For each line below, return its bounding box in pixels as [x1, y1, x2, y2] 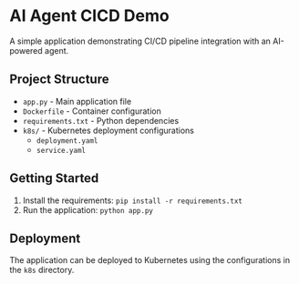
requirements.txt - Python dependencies [22, 115, 180, 126]
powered [9, 45, 43, 56]
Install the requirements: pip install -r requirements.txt [22, 195, 243, 206]
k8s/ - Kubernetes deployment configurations [22, 125, 194, 136]
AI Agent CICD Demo [9, 5, 170, 26]
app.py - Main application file [22, 96, 132, 106]
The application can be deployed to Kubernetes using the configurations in [9, 255, 290, 266]
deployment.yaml [36, 136, 98, 146]
